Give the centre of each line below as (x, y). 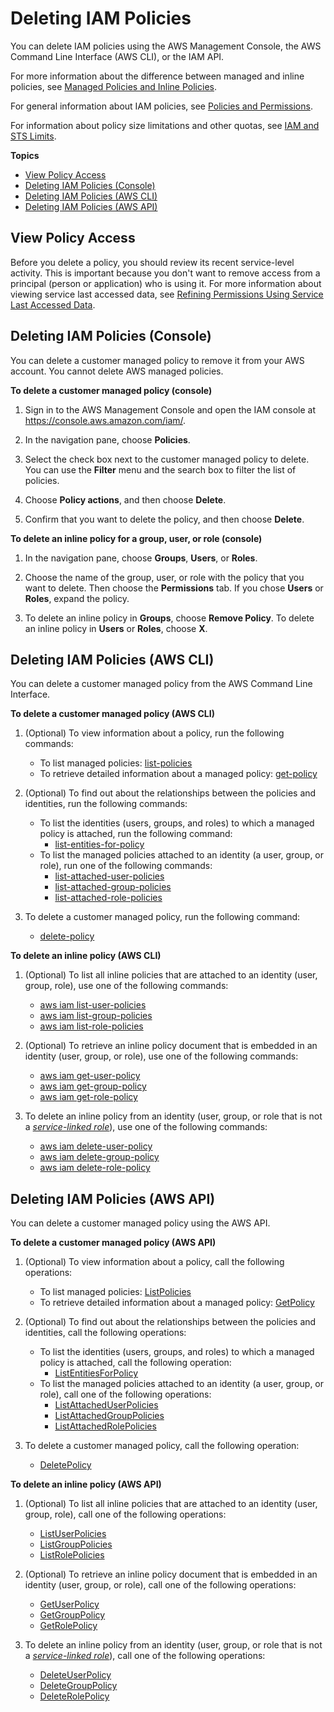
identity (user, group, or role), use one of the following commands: (161, 1056)
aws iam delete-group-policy (99, 1157)
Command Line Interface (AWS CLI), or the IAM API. (117, 56)
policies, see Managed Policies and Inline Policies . (113, 86)
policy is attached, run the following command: (136, 834)
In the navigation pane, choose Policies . (107, 439)
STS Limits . (33, 136)
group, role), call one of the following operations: (125, 1514)
